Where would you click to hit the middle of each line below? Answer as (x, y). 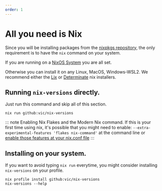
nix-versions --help (26, 184)
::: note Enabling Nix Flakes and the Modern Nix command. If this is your (78, 122)
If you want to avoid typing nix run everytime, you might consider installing (81, 165)
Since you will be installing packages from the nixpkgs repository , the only (80, 48)
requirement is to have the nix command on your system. (63, 53)
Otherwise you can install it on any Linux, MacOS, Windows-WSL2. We (77, 72)
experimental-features (28, 133)
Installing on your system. (46, 153)
